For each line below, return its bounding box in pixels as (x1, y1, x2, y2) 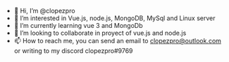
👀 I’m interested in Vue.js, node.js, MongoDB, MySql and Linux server (13, 14, 216, 22)
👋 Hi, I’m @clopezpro (13, 7, 75, 15)
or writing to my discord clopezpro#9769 (13, 47, 133, 55)
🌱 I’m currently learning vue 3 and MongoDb (13, 22, 143, 29)
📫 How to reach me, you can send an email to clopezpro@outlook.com (13, 37, 222, 45)
